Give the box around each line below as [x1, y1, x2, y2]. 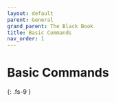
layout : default [7, 10, 54, 17]
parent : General [7, 16, 54, 23]
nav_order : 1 [7, 36, 45, 42]
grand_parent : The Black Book [7, 23, 94, 29]
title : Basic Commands [7, 29, 72, 36]
